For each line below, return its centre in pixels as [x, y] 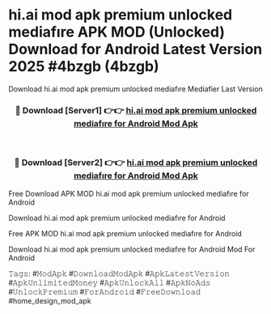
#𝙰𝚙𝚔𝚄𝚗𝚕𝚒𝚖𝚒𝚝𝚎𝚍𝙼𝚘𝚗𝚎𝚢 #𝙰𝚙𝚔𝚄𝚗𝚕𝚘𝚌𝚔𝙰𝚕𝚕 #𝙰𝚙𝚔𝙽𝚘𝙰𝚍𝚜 [110, 282]
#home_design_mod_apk [50, 300]
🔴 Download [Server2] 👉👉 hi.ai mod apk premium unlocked [136, 163]
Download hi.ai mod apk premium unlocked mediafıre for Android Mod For [132, 249]
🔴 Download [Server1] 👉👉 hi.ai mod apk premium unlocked [136, 110]
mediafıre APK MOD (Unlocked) [116, 32]
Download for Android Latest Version [135, 49]
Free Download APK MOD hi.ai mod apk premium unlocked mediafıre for [129, 193]
